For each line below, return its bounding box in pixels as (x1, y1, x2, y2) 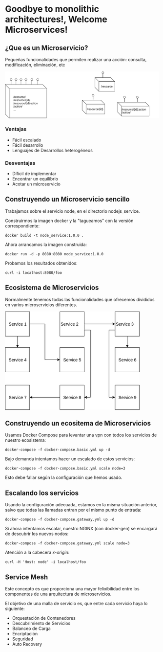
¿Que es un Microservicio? (5, 44, 88, 52)
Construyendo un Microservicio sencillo (5, 195, 130, 203)
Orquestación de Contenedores (12, 615, 76, 621)
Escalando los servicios (5, 489, 79, 497)
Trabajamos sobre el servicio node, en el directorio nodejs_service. (5, 208, 140, 214)
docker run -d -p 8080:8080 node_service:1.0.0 (5, 251, 104, 256)
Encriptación (12, 630, 38, 636)
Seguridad (12, 636, 33, 642)
